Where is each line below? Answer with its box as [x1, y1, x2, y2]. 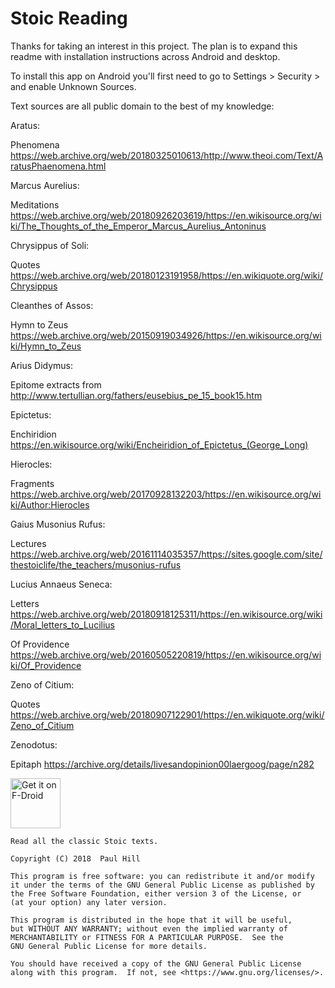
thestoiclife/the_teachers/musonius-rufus [10, 558, 182, 571]
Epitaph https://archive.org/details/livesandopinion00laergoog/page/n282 [10, 758, 315, 770]
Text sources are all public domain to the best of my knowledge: [10, 100, 275, 112]
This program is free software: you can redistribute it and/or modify [10, 871, 315, 881]
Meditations [10, 198, 60, 211]
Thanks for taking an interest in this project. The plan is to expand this [10, 40, 298, 52]
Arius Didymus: [10, 359, 74, 371]
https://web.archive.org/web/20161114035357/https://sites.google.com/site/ [10, 548, 323, 560]
